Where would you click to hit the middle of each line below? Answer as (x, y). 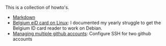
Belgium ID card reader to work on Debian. (57, 28)
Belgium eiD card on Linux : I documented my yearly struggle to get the (87, 23)
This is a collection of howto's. (37, 7)
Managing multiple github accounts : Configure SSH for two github (82, 33)
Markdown (24, 17)
